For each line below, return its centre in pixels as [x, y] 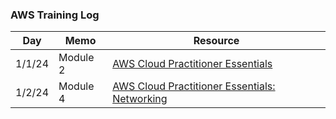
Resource [216, 41]
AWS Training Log [55, 15]
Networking [140, 99]
